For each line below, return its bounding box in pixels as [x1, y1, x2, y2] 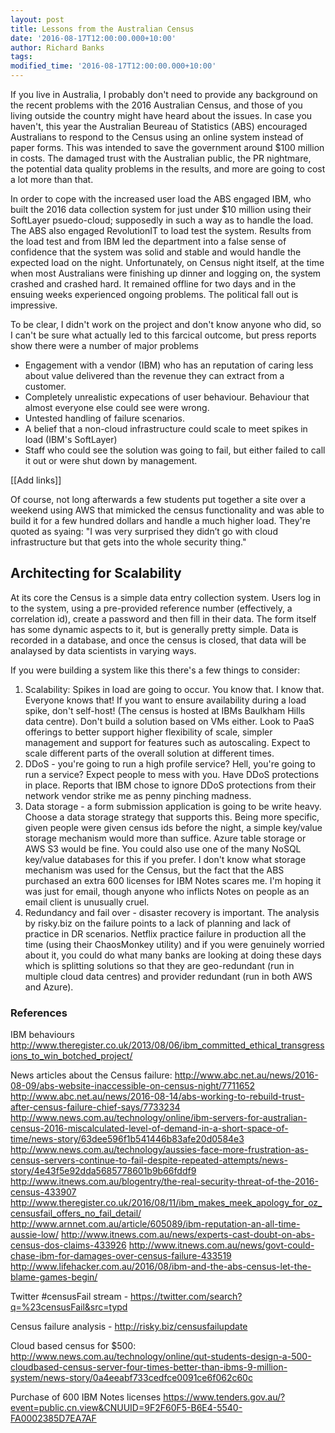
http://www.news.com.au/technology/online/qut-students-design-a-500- [10, 1351, 312, 1363]
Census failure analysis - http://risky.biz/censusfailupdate [10, 1321, 248, 1333]
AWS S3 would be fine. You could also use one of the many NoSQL [24, 842, 302, 855]
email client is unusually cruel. [24, 896, 150, 908]
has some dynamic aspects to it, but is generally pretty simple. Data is [10, 623, 299, 635]
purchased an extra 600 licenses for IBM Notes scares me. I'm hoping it [24, 874, 322, 886]
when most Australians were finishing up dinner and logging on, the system [10, 267, 322, 279]
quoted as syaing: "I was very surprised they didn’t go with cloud [10, 526, 278, 537]
